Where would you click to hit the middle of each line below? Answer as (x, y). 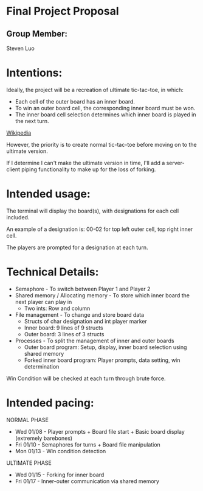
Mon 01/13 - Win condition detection (60, 451)
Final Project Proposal (63, 11)
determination (42, 366)
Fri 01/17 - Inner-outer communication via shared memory (87, 481)
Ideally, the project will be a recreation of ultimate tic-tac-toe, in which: (95, 90)
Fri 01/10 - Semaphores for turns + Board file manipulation (88, 444)
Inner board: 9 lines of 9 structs (64, 328)
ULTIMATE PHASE (29, 463)
